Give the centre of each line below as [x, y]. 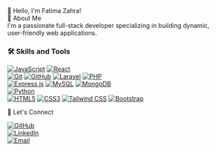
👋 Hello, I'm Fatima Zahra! [44, 11]
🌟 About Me [24, 18]
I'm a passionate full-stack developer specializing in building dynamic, [108, 25]
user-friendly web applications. [52, 33]
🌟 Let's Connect [30, 112]
